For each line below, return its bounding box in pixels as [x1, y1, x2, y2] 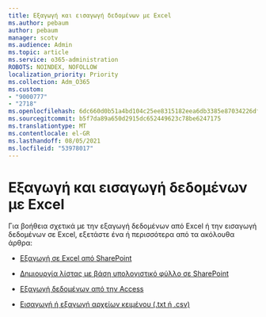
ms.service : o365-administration [8, 56, 119, 64]
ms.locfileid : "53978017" [8, 144, 93, 152]
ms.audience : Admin [8, 41, 73, 49]
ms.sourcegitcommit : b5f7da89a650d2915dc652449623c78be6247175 [8, 115, 222, 123]
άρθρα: [8, 239, 33, 248]
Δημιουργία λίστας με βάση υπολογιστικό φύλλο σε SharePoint [19, 269, 230, 278]
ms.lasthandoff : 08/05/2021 [8, 136, 101, 145]
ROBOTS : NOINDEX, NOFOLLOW [8, 63, 97, 71]
